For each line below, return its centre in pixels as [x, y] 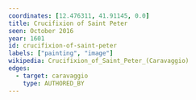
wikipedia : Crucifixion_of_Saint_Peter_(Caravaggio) [99, 61]
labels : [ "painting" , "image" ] [61, 53]
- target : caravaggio [52, 76]
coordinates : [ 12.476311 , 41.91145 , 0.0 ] [79, 16]
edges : [19, 69]
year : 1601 [27, 38]
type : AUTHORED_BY [54, 83]
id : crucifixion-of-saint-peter [63, 46]
